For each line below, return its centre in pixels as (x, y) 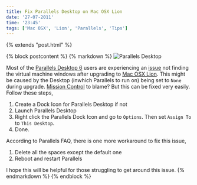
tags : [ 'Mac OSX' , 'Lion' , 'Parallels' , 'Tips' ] (67, 28)
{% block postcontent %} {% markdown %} (59, 56)
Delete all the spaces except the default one (68, 152)
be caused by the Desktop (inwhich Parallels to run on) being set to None (94, 80)
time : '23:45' (24, 22)
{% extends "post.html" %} (39, 45)
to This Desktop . (35, 123)
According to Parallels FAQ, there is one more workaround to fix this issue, (96, 141)
